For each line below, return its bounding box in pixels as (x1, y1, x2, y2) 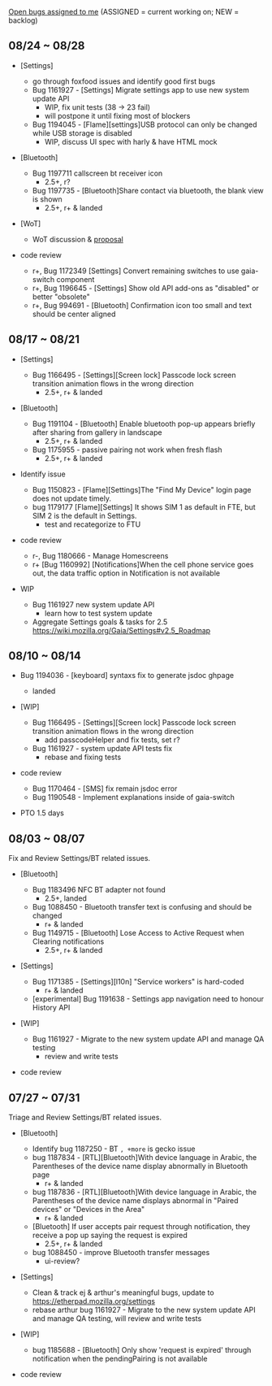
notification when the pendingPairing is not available (32, 1353, 209, 1364)
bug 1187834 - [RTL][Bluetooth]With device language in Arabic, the (32, 1153, 257, 1162)
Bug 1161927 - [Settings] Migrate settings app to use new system (32, 85, 250, 94)
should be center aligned (32, 309, 116, 319)
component (56, 274, 95, 284)
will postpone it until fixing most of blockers (44, 111, 191, 120)
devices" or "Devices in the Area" (32, 1205, 145, 1214)
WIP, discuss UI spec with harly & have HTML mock (44, 137, 218, 146)
